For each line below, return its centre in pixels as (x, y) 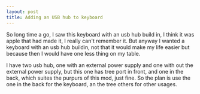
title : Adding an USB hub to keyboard (54, 17)
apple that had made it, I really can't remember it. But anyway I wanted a (96, 41)
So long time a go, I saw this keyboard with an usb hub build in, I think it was (100, 34)
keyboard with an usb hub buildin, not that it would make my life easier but (98, 47)
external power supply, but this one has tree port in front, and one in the (95, 71)
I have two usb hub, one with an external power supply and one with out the (100, 65)
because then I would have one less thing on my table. (73, 53)
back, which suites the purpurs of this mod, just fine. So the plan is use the (98, 78)
